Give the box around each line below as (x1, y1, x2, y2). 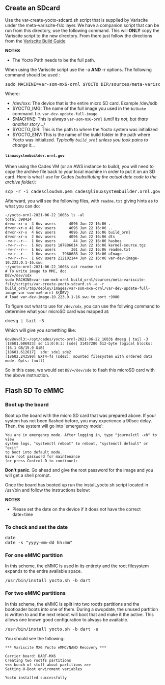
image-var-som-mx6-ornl (5, 290, 54, 295)
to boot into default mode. (5, 449, 63, 455)
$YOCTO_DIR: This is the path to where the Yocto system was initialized (12, 126, 158, 132)
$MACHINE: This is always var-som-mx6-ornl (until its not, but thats (12, 116, 148, 122)
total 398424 (5, 217, 32, 222)
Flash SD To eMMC (5, 386, 64, 395)
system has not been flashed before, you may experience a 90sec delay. (5, 417, 152, 423)
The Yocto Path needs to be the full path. (12, 57, 95, 63)
